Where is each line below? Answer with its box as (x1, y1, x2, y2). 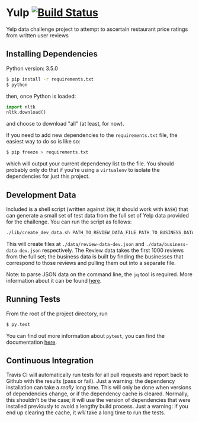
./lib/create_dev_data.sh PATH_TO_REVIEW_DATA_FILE (6, 229, 136, 235)
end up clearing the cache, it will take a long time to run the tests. (6, 409, 166, 416)
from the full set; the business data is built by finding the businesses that (6, 252, 184, 260)
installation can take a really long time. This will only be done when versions (6, 384, 191, 391)
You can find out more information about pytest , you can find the (6, 332, 165, 339)
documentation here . (6, 338, 57, 346)
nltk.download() (6, 110, 46, 116)
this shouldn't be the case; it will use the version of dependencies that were (6, 397, 191, 404)
